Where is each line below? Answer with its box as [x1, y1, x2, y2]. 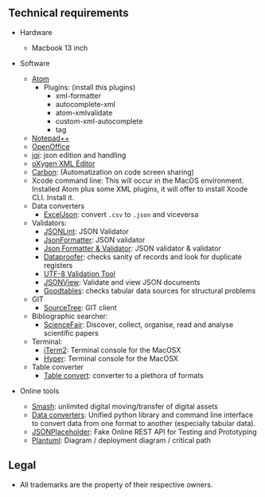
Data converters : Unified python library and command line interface [31, 410, 253, 420]
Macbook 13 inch [31, 43, 88, 53]
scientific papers [43, 328, 99, 337]
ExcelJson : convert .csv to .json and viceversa [43, 209, 199, 219]
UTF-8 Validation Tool [43, 269, 115, 278]
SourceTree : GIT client [43, 302, 117, 312]
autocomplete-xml [55, 99, 115, 108]
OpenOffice [31, 141, 70, 151]
